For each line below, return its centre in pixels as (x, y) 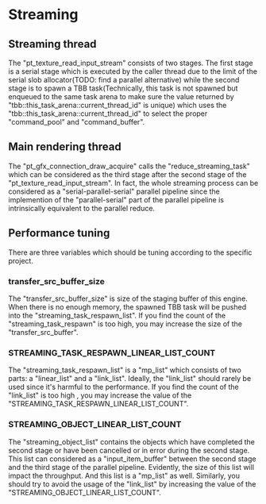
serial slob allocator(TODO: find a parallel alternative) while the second (124, 80)
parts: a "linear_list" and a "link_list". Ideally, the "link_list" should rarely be (130, 379)
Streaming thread (52, 44)
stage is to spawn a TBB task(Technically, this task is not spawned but (123, 88)
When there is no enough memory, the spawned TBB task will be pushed (127, 306)
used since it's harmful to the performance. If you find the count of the (124, 387)
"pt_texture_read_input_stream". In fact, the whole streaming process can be (133, 183)
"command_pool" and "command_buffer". (77, 122)
